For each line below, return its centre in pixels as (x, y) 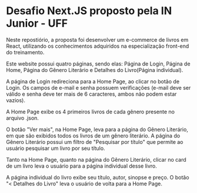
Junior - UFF (37, 23)
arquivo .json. (23, 118)
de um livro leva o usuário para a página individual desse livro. (82, 166)
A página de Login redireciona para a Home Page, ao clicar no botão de (93, 81)
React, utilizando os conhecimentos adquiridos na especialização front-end (98, 46)
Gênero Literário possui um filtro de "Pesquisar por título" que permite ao (95, 142)
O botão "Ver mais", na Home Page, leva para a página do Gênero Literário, (97, 129)
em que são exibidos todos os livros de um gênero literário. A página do (93, 135)
